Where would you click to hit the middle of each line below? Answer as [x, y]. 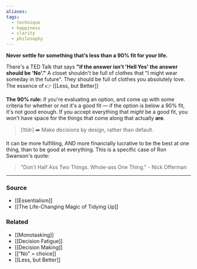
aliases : [17, 11]
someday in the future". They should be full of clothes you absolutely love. [96, 79]
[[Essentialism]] [33, 200]
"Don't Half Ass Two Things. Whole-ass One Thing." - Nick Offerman [103, 167]
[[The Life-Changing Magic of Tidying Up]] [66, 207]
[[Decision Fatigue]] [38, 241]
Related [17, 222]
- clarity [23, 33]
